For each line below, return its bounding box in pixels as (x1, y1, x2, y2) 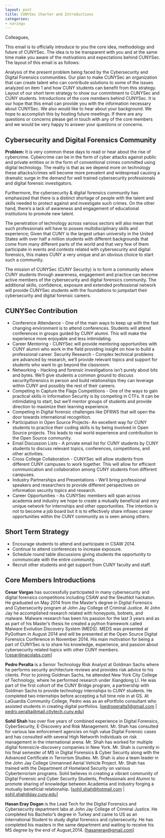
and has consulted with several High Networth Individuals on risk (5, 734, 137, 740)
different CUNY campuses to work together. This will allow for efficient (12, 461, 156, 467)
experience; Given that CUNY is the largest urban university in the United (5, 231, 154, 237)
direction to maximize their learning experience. (12, 403, 109, 409)
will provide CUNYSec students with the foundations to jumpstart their (5, 288, 148, 293)
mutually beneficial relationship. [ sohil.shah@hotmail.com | (5, 786, 125, 792)
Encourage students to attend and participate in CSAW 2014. (12, 541, 135, 547)
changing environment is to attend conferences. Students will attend (12, 325, 151, 331)
